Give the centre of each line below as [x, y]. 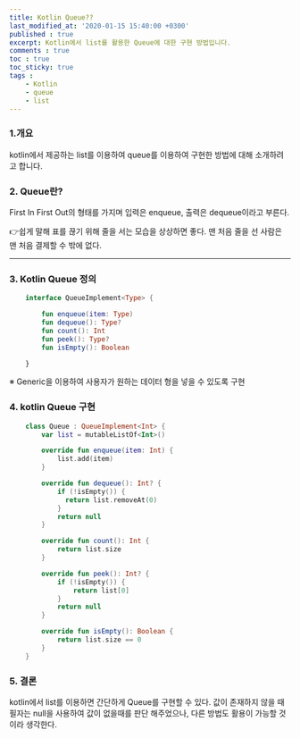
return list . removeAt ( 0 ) [112, 500]
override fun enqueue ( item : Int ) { [108, 451]
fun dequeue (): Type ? [82, 323]
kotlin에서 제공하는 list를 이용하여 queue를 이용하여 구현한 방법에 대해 [131, 155]
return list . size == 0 [99, 640]
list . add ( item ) [85, 459]
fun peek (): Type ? [75, 339]
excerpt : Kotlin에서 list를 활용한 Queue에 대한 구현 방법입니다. [120, 42]
